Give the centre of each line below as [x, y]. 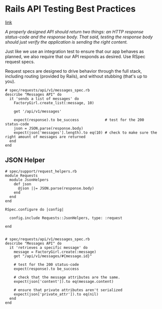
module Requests [21, 175]
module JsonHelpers [29, 180]
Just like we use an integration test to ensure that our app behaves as [74, 51]
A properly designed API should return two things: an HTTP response [74, 31]
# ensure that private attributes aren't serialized [68, 290]
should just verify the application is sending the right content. [66, 42]
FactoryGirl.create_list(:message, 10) [54, 103]
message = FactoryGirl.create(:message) [55, 252]
